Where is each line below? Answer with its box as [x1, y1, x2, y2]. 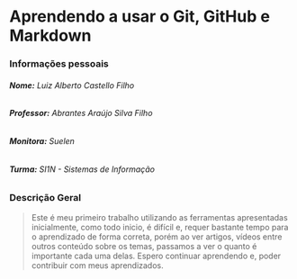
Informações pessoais [9, 58, 110, 70]
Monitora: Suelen [9, 135, 75, 146]
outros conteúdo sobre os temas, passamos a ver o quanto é [31, 240, 257, 251]
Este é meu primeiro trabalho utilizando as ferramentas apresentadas [31, 211, 288, 222]
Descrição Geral [9, 192, 82, 204]
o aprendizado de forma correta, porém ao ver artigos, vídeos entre [31, 231, 283, 242]
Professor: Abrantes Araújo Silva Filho [9, 108, 153, 119]
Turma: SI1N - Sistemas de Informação [9, 164, 156, 175]
